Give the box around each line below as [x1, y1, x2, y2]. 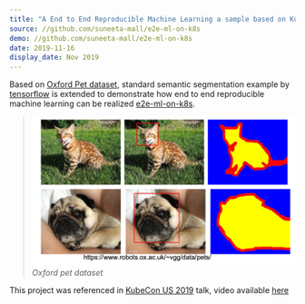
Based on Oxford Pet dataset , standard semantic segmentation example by [9, 79, 290, 90]
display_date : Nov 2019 [9, 53, 100, 63]
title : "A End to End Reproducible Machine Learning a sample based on [9, 15, 286, 24]
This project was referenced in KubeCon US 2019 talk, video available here [9, 285, 289, 296]
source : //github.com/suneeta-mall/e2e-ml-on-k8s [9, 24, 202, 34]
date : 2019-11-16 [9, 44, 75, 53]
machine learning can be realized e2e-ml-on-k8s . [9, 98, 196, 109]
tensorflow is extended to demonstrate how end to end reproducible [9, 89, 265, 100]
